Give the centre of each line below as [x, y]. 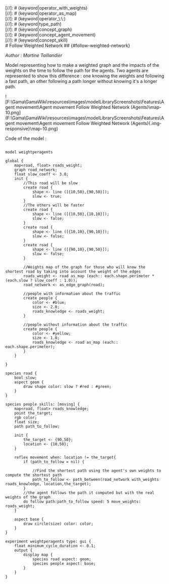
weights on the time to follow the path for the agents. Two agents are [77, 71]
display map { [38, 555]
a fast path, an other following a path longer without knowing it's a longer [81, 81]
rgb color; [26, 418]
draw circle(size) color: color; [59, 524]
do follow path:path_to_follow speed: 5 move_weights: [82, 502]
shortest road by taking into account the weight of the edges [73, 272]
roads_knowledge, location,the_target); [48, 484]
